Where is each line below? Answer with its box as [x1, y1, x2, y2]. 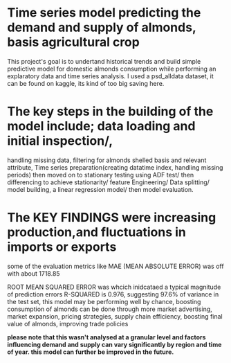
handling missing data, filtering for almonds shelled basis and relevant [7, 156, 207, 164]
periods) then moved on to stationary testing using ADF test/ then [7, 170, 194, 179]
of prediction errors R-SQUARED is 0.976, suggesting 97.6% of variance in [7, 290, 219, 299]
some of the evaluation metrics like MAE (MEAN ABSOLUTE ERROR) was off [7, 262, 224, 270]
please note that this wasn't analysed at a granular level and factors [7, 333, 206, 341]
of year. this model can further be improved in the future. [7, 348, 174, 356]
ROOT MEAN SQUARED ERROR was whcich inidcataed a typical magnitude [7, 283, 221, 291]
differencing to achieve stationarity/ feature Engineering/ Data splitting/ [7, 178, 210, 186]
